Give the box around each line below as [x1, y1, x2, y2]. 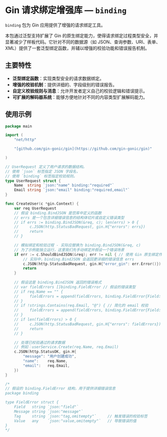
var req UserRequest [14, 206, 57, 211]
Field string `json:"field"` [14, 405, 79, 410]
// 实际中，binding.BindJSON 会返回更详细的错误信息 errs [23, 257, 134, 262]
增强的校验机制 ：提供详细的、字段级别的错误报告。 [12, 81, 117, 87]
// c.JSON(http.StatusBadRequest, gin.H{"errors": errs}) [14, 224, 146, 230]
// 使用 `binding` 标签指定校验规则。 [5, 173, 78, 179]
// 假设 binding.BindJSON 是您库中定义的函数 [14, 210, 102, 215]
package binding [5, 391, 39, 396]
